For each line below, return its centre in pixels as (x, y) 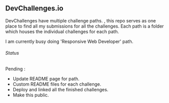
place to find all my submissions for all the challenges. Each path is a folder (84, 26)
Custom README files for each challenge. (57, 84)
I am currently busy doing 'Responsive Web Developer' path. (69, 41)
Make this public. (31, 95)
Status (12, 53)
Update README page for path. (46, 79)
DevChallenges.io (34, 8)
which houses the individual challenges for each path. (62, 31)
